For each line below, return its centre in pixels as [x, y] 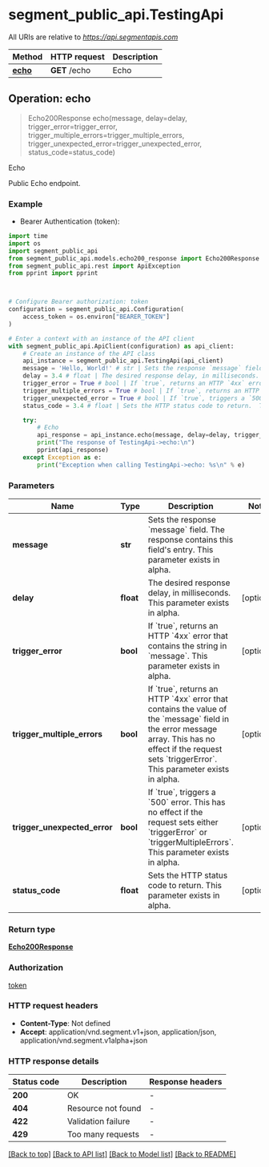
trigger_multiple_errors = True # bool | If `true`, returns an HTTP [141, 390]
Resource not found [104, 1108]
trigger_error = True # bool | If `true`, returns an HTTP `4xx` [134, 384]
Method [28, 56]
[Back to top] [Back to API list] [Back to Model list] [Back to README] [122, 1154]
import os [25, 243]
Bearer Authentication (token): [70, 221]
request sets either [183, 822]
